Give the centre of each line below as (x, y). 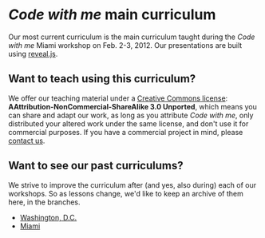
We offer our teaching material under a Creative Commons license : (118, 98)
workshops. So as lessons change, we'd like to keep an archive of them (126, 193)
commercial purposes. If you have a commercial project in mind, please (126, 132)
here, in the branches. (45, 202)
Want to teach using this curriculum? (102, 79)
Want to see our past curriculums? (96, 166)
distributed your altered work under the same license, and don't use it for (129, 123)
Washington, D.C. (48, 217)
